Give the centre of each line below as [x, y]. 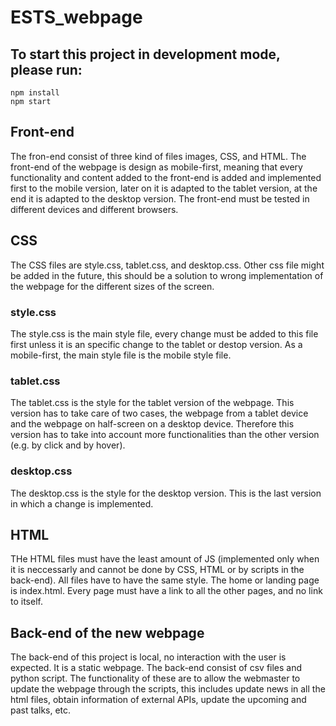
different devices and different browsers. [94, 209]
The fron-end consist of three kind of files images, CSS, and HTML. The [158, 156]
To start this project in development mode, [145, 54]
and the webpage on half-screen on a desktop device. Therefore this [152, 424]
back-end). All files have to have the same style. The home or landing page [165, 580]
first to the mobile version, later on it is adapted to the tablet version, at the [164, 188]
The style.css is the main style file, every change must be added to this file [164, 333]
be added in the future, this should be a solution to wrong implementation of [167, 275]
